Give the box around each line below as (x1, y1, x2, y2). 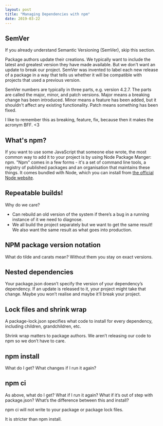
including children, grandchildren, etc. (5, 323, 81, 329)
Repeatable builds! (5, 189, 63, 197)
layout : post (5, 7, 32, 12)
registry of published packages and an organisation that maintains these (5, 165, 150, 170)
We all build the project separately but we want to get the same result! (12, 222, 153, 227)
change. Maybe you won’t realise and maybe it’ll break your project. (5, 291, 141, 297)
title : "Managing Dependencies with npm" (5, 12, 91, 17)
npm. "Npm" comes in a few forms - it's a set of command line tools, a (5, 159, 146, 165)
